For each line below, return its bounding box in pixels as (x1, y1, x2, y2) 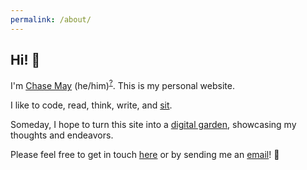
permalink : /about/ (10, 14, 92, 25)
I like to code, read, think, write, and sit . (10, 99, 173, 111)
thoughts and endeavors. (10, 129, 114, 141)
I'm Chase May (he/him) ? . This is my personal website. (10, 78, 235, 92)
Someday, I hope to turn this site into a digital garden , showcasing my (10, 119, 297, 131)
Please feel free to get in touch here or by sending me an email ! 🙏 (10, 149, 280, 161)
